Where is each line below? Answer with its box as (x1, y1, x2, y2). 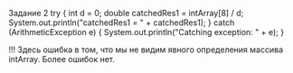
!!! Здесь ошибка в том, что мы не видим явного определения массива (8, 44, 284, 55)
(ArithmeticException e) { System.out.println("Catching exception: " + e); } (8, 27, 285, 37)
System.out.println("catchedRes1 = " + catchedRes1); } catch (8, 17, 235, 28)
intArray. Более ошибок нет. (8, 54, 115, 64)
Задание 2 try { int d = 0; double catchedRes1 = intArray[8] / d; (8, 8, 244, 18)
